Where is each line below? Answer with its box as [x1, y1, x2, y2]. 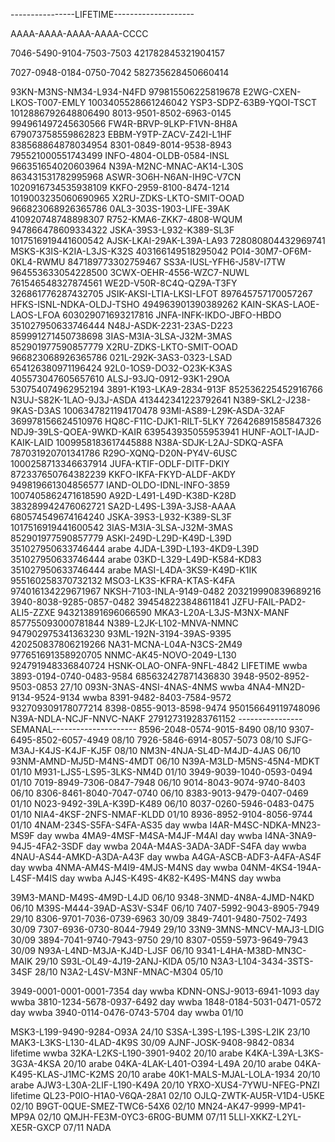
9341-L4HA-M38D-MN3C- [196, 945, 307, 956]
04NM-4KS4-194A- [239, 862, 322, 873]
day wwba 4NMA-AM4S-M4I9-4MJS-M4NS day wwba [10, 862, 238, 873]
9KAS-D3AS [10, 405, 62, 416]
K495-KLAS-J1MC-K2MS [10, 1069, 115, 1080]
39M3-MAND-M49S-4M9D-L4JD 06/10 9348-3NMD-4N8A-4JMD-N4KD [10, 892, 315, 903]
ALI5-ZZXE [10, 607, 56, 618]
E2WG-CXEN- [242, 86, 302, 98]
